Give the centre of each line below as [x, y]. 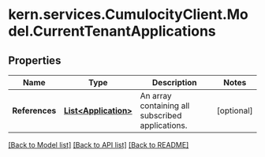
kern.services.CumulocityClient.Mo [128, 15]
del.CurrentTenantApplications [112, 31]
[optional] [235, 110]
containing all [165, 106]
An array [156, 96]
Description [175, 82]
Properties [35, 60]
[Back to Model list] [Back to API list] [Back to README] [99, 145]
